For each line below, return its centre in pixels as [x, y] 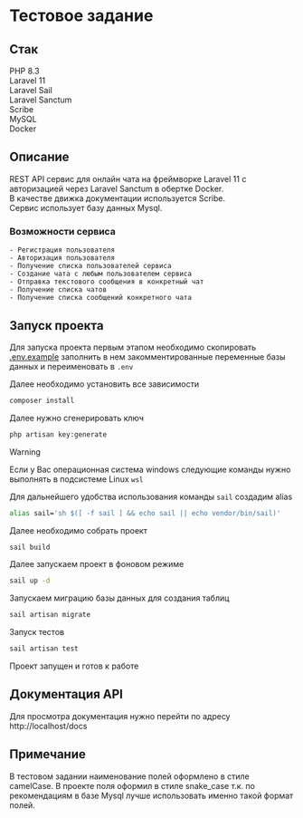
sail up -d [30, 581]
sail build [30, 547]
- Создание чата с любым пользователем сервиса [101, 274]
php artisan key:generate [58, 434]
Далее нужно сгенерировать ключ [77, 418]
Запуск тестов [37, 632]
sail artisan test [44, 649]
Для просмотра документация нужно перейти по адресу [120, 716]
